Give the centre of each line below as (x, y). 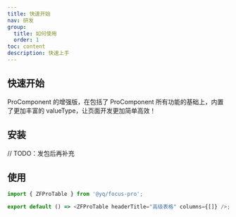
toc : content (26, 46)
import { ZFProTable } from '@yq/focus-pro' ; (75, 194)
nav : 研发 (20, 20)
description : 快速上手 (38, 54)
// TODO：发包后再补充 (41, 153)
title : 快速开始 (29, 14)
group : (17, 27)
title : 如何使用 (36, 33)
